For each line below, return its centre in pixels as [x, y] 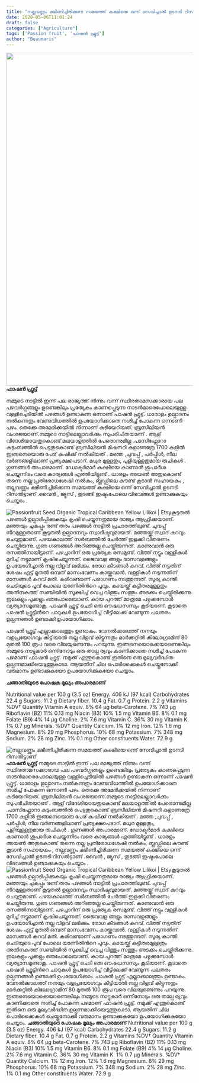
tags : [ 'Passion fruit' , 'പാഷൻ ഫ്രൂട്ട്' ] [55, 34]
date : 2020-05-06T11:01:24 [39, 17]
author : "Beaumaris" [32, 39]
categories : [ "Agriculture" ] [42, 28]
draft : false [22, 22]
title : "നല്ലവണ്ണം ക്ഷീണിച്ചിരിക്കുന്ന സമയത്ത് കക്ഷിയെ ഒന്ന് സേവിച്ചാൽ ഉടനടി [94, 12]
